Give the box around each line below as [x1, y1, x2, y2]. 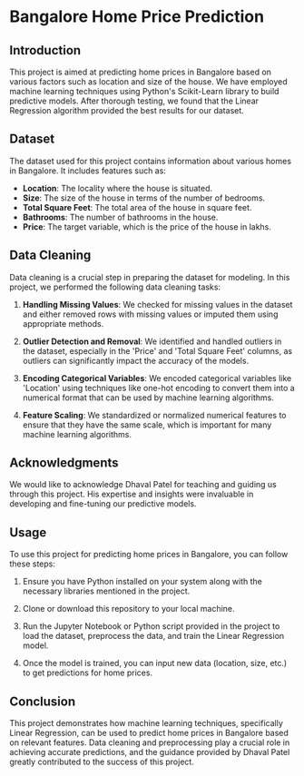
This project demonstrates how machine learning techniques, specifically [9, 718, 283, 729]
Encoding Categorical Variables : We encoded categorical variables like [22, 372, 292, 383]
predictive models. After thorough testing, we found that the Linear [9, 95, 260, 106]
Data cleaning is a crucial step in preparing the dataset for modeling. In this [9, 271, 290, 282]
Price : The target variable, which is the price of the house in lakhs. [22, 221, 272, 232]
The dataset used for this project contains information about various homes [9, 155, 292, 166]
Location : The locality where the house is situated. [22, 182, 213, 193]
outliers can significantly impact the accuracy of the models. [22, 355, 250, 366]
